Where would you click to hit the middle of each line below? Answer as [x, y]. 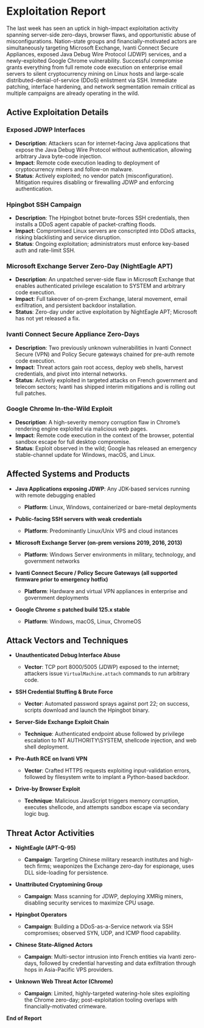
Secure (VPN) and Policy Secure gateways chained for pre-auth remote [105, 354]
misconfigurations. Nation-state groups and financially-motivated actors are [101, 41]
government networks [52, 561]
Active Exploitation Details [58, 112]
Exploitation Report [56, 11]
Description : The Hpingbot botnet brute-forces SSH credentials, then [102, 218]
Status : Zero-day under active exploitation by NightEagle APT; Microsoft [106, 312]
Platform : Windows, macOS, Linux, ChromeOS [83, 621]
